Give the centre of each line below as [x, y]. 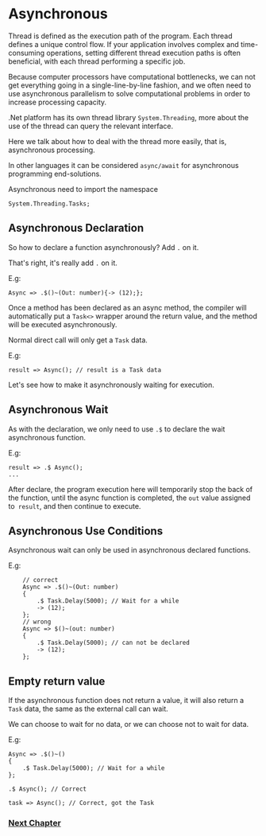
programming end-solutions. [55, 174]
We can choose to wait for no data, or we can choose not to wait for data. [129, 725]
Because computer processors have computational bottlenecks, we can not [132, 76]
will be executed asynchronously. [63, 324]
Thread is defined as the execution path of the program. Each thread [120, 36]
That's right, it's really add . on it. [63, 263]
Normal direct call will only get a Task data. [78, 340]
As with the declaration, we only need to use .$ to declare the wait [117, 429]
